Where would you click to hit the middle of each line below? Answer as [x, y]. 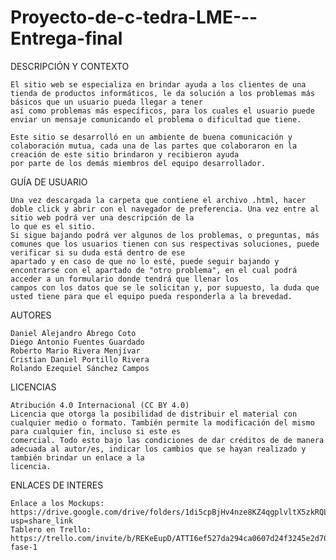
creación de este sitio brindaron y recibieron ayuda [125, 154]
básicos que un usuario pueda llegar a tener [106, 102]
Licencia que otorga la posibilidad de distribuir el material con [154, 414]
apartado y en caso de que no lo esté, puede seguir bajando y [145, 261]
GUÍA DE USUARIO [49, 182]
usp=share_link [42, 521]
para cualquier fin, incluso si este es [96, 431]
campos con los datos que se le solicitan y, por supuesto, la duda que [165, 287]
